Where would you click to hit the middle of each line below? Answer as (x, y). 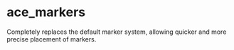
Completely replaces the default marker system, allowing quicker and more (117, 32)
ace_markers (46, 12)
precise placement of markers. (52, 39)
